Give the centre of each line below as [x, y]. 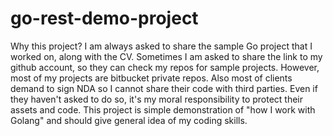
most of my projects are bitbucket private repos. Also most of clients [151, 78]
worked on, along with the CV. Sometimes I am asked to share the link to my [166, 56]
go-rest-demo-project [104, 18]
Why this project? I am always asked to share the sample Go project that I [161, 46]
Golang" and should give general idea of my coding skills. [129, 120]
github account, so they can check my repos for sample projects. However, [165, 67]
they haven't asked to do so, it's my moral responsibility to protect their [157, 99]
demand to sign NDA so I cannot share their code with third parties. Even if [164, 88]
